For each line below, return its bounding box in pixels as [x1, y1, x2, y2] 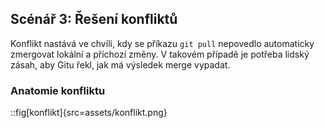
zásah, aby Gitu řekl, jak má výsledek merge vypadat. [10, 58, 231, 71]
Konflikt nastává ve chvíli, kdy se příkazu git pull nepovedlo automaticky [10, 37, 315, 49]
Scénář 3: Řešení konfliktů [10, 11, 178, 28]
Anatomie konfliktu [10, 83, 106, 97]
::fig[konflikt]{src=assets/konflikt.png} [10, 107, 168, 119]
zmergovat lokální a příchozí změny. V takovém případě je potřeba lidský [10, 48, 310, 60]
